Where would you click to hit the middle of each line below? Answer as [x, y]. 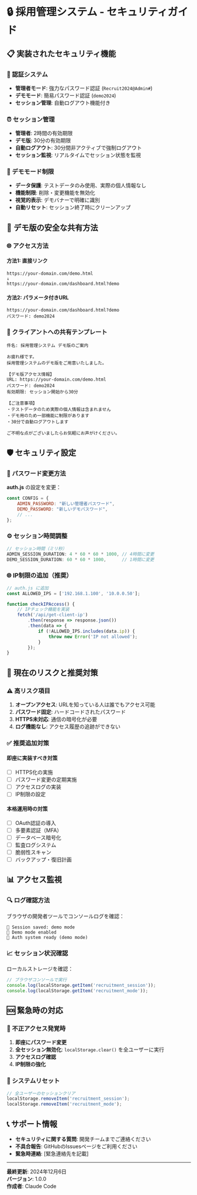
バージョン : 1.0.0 [27, 1179]
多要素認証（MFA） [39, 830]
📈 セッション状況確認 [37, 953]
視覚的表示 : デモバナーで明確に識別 [57, 200]
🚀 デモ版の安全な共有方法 [52, 228]
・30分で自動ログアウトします [38, 422]
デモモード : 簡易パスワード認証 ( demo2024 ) [65, 95]
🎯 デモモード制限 [30, 172]
